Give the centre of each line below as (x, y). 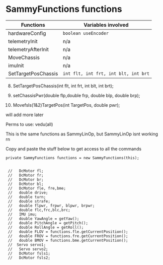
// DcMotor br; (26, 180)
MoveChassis (24, 57)
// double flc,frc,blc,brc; (39, 210)
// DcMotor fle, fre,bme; (37, 188)
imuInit (16, 66)
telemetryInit (23, 41)
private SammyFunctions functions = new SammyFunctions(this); (73, 158)
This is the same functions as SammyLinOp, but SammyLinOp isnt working (82, 134)
